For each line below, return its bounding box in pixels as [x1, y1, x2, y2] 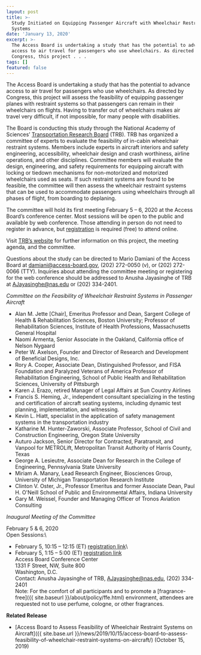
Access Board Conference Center [14, 556, 99, 563]
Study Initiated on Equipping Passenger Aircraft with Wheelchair [11, 20, 181, 26]
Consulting [14, 502, 42, 509]
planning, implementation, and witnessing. [14, 406, 120, 413]
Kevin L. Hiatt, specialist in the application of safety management [14, 412, 175, 420]
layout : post [6, 8, 39, 15]
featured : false [6, 64, 47, 71]
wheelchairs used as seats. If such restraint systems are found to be [6, 175, 175, 183]
